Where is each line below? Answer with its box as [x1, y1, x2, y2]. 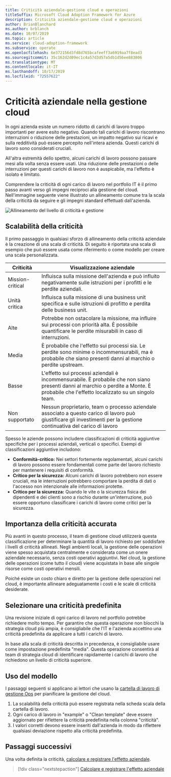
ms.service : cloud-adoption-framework [5, 41, 88, 46]
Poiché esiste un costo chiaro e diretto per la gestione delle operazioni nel [5, 576, 161, 582]
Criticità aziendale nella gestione [5, 96, 148, 108]
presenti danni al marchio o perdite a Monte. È [41, 382, 151, 389]
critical [8, 282, 24, 289]
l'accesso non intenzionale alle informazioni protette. [12, 483, 124, 489]
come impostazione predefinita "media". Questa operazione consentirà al [5, 646, 159, 653]
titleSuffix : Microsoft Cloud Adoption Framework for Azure [5, 12, 136, 17]
